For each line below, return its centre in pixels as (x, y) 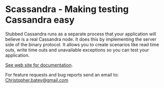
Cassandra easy (40, 20)
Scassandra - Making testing (67, 9)
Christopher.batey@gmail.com (37, 80)
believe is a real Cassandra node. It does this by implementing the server (81, 39)
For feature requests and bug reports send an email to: (62, 74)
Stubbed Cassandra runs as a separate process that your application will (81, 34)
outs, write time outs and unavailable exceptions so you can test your (77, 50)
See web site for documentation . (39, 65)
